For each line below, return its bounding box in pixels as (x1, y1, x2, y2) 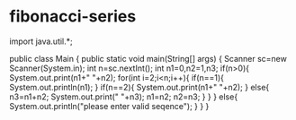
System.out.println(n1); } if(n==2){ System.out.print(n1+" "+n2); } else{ (9, 81, 270, 92)
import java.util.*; (9, 36, 74, 47)
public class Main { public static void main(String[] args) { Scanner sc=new (9, 53, 288, 64)
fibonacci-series (9, 6, 137, 27)
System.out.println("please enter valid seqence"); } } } (9, 100, 210, 111)
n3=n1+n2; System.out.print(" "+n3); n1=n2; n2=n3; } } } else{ (9, 91, 238, 102)
